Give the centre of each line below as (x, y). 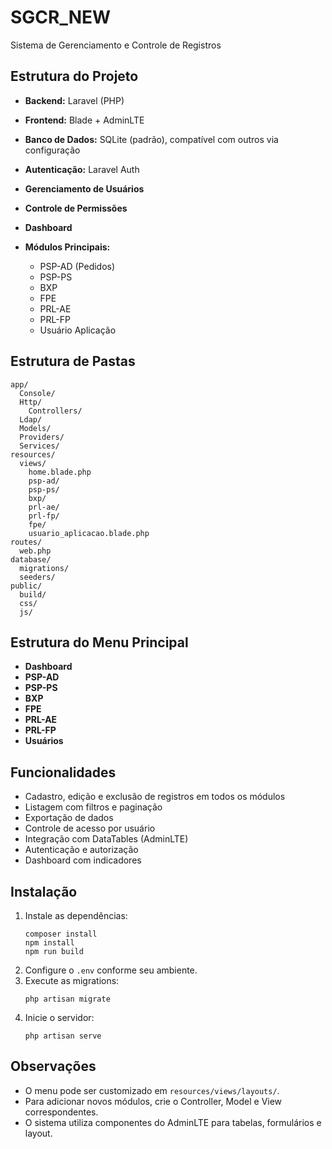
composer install (61, 934)
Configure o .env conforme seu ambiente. (111, 970)
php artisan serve (63, 1036)
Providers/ (42, 437)
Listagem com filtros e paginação (93, 807)
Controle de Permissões (76, 208)
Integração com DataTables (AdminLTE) (106, 839)
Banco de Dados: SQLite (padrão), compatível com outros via (151, 139)
